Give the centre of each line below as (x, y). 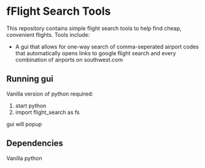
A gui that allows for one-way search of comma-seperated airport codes (107, 47)
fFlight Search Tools (59, 11)
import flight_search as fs (47, 112)
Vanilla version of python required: (50, 94)
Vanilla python (24, 158)
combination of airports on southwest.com (69, 59)
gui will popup (24, 124)
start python (31, 105)
